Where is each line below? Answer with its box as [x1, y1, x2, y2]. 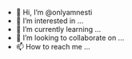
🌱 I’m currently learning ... [15, 25, 102, 33]
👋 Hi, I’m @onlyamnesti [15, 8, 93, 17]
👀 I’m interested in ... [15, 16, 84, 26]
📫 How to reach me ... [15, 42, 90, 51]
